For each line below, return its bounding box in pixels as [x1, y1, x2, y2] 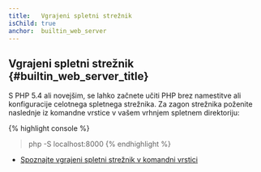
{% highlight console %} [8, 124, 91, 133]
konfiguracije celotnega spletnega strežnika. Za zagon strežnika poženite [8, 99, 253, 109]
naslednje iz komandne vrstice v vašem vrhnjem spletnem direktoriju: [8, 108, 240, 118]
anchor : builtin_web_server [8, 27, 107, 35]
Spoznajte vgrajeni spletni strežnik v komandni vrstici [19, 155, 199, 165]
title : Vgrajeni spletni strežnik [8, 11, 132, 20]
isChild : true [8, 19, 57, 27]
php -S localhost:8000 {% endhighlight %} [28, 139, 172, 149]
